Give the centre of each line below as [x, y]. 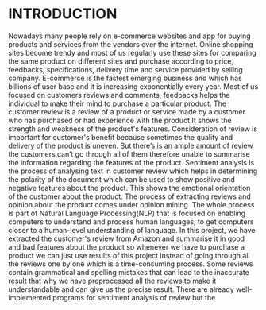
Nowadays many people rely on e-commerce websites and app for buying [130, 36]
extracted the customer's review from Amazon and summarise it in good [126, 238]
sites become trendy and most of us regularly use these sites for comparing [132, 52]
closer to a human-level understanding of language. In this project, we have [132, 230]
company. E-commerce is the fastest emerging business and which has [125, 78]
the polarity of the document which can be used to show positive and [122, 179]
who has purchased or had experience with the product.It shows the [120, 120]
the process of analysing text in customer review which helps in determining [133, 171]
